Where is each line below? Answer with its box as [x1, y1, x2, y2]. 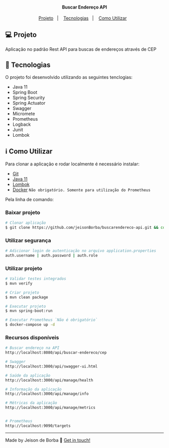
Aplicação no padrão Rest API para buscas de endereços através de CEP [5, 46, 157, 52]
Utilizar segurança [5, 237, 51, 244]
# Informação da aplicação [5, 387, 62, 392]
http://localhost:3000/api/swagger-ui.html [5, 364, 98, 369]
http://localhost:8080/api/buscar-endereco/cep [5, 350, 107, 355]
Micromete [12, 111, 35, 117]
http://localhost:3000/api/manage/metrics [5, 405, 96, 410]
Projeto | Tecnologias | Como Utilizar [38, 15, 127, 21]
